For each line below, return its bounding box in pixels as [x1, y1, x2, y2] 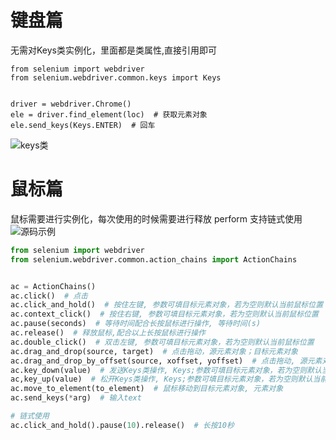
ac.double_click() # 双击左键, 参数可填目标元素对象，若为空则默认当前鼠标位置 [10, 337, 315, 347]
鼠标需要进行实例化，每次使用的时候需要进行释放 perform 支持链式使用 [10, 212, 303, 225]
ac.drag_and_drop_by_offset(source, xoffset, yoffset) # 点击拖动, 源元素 [10, 356, 323, 366]
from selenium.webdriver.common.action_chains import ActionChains [10, 254, 298, 265]
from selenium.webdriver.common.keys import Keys [10, 72, 222, 83]
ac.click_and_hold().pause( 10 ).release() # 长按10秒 [10, 420, 235, 430]
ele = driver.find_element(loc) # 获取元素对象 [10, 109, 208, 120]
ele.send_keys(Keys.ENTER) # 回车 [10, 120, 156, 130]
